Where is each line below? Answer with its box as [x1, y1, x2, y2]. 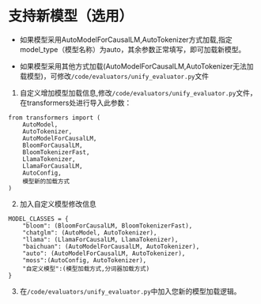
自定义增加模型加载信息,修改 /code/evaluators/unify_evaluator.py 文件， [19, 88, 257, 97]
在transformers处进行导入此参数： [19, 98, 132, 107]
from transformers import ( [8, 114, 101, 122]
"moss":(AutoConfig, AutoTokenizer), [22, 256, 147, 265]
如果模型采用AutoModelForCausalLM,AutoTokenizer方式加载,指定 [19, 35, 233, 44]
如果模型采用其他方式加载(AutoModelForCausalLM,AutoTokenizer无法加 [19, 61, 254, 71]
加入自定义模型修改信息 [19, 199, 96, 208]
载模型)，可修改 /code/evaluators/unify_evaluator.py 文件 [19, 71, 210, 81]
